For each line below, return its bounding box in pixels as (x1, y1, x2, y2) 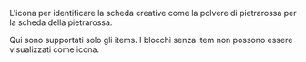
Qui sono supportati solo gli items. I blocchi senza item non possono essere (9, 35, 293, 45)
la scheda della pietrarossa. (9, 17, 113, 28)
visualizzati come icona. (9, 44, 100, 55)
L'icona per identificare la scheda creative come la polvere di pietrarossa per (9, 8, 297, 18)
